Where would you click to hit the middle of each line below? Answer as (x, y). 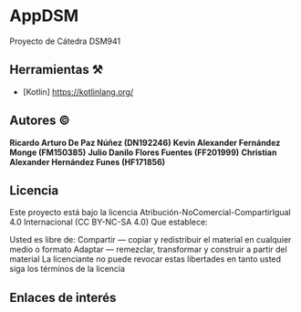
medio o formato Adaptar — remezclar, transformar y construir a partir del (148, 250)
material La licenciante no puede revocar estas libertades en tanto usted (145, 259)
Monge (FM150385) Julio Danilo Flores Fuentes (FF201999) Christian (143, 152)
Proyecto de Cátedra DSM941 (65, 41)
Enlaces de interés (63, 297)
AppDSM (44, 16)
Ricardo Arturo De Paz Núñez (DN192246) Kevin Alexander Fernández (145, 142)
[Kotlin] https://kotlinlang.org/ (78, 91)
